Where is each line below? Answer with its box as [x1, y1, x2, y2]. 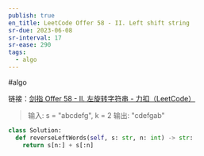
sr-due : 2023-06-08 [8, 26, 73, 34]
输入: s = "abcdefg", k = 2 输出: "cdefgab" [27, 110, 165, 120]
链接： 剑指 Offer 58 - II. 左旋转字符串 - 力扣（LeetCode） [8, 93, 196, 103]
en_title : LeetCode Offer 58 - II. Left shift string [8, 19, 191, 27]
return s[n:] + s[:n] [22, 141, 94, 149]
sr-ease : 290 [8, 41, 52, 49]
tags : [8, 48, 26, 56]
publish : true [8, 11, 56, 20]
